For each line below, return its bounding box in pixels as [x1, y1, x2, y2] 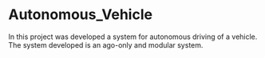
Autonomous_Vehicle [8, 6, 153, 24]
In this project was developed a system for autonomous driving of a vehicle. [8, 32, 258, 41]
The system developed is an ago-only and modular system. [8, 40, 204, 49]
